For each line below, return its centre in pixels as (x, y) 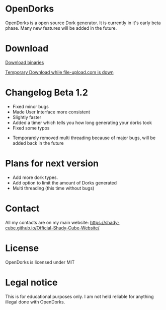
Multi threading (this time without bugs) (53, 188)
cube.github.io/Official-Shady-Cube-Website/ (52, 228)
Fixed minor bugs (30, 106)
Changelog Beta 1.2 (47, 92)
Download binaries (25, 62)
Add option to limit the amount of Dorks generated (65, 182)
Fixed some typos (31, 128)
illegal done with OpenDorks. (35, 302)
